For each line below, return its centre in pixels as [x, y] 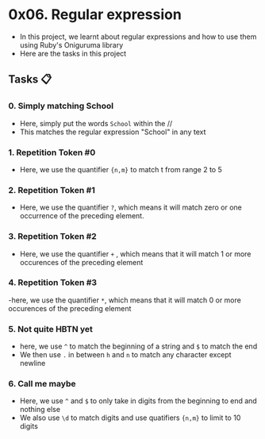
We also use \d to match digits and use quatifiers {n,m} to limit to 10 [130, 418]
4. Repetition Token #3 [53, 283]
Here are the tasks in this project [73, 53]
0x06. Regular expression [95, 15]
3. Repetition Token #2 [52, 237]
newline [33, 364]
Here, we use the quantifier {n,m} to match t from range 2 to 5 [121, 169]
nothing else [40, 410]
